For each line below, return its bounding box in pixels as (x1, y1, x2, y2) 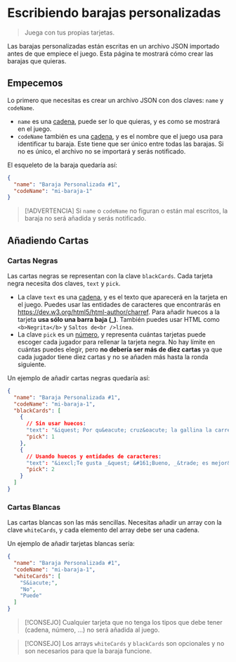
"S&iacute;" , (20, 579, 58, 586)
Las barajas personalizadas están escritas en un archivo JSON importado (7, 42, 220, 50)
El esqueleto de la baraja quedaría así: (7, 161, 118, 169)
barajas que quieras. (7, 56, 67, 65)
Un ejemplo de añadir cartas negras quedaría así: (7, 373, 150, 382)
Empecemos (7, 77, 63, 89)
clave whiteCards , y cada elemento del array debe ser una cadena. (7, 526, 200, 535)
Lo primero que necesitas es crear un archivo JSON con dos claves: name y (7, 96, 224, 104)
